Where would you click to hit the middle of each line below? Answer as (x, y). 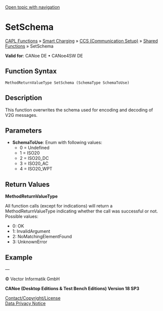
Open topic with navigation (33, 7)
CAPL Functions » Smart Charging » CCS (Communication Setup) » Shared (81, 41)
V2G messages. (21, 115)
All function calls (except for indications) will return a (59, 206)
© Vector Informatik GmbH (32, 279)
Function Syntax (31, 71)
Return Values (27, 184)
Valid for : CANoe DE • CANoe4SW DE (44, 55)
